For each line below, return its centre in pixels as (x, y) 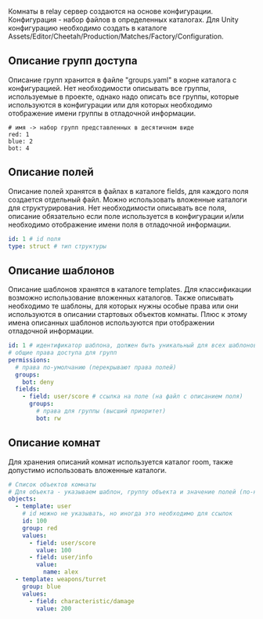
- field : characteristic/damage (81, 601)
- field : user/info (60, 557)
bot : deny (38, 382)
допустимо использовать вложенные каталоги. (87, 470)
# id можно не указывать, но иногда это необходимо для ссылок (128, 514)
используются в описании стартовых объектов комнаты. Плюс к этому (128, 315)
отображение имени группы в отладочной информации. (102, 113)
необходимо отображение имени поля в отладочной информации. (120, 224)
